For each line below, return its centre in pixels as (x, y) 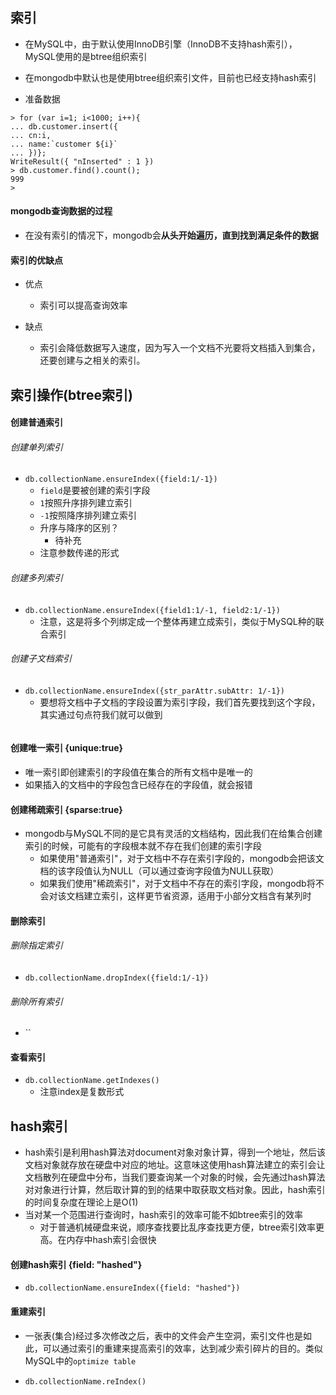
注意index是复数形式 (82, 1092)
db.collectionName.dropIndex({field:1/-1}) (117, 978)
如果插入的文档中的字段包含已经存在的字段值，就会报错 (138, 785)
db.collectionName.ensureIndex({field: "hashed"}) (132, 1288)
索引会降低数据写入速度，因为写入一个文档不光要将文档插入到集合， (180, 348)
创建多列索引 (36, 577)
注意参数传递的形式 (79, 553)
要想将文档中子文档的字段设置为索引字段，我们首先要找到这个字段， (180, 702)
